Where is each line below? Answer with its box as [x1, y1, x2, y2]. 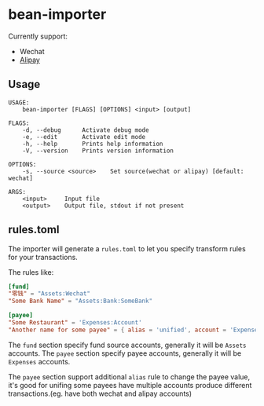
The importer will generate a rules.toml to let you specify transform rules [8, 243, 246, 253]
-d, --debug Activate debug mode [22, 126, 149, 134]
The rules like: [8, 267, 54, 276]
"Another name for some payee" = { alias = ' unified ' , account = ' [8, 326, 234, 334]
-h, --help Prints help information [22, 140, 163, 148]
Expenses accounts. [8, 357, 71, 366]
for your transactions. [8, 252, 79, 262]
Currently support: [8, 31, 68, 41]
